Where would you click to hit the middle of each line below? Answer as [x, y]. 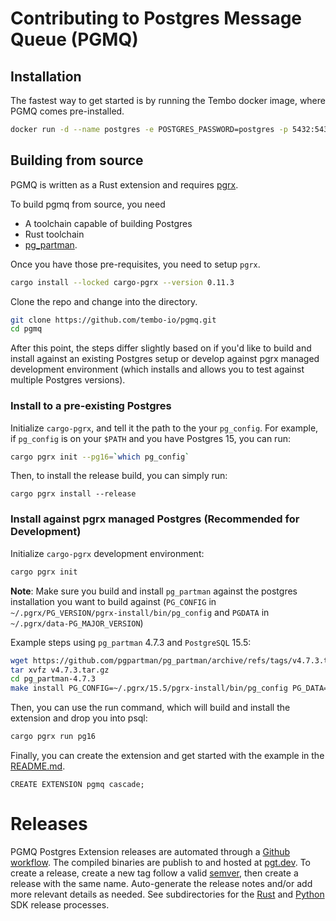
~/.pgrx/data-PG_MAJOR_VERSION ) [77, 623]
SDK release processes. [60, 904]
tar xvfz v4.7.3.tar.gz [60, 670]
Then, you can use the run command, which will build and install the [150, 708]
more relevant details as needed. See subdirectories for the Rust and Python [167, 894]
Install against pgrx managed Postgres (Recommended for [155, 519]
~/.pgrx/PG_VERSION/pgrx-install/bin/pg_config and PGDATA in [140, 612]
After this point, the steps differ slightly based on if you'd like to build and [161, 348]
